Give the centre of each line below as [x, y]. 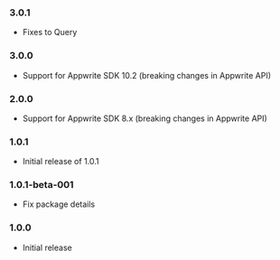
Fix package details [59, 204]
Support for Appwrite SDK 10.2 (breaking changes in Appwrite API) [147, 75]
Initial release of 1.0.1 [61, 162]
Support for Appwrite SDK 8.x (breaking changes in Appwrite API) [145, 118]
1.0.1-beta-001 [42, 185]
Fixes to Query [50, 32]
